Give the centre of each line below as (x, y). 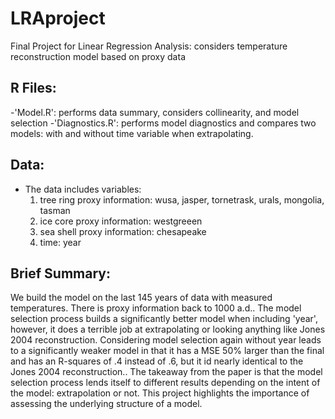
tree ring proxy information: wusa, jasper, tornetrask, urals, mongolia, (182, 199)
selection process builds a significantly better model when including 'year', (164, 319)
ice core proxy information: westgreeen (121, 221)
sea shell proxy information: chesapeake (123, 231)
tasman (55, 210)
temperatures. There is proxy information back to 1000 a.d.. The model (156, 308)
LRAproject (58, 18)
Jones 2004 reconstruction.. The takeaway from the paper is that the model (166, 372)
